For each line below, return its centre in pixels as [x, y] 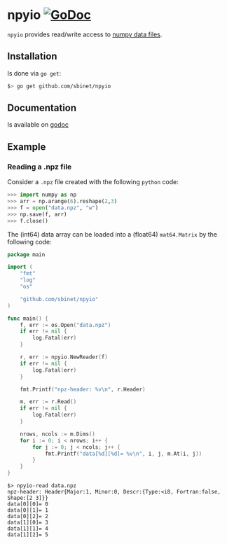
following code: [29, 242]
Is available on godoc [38, 125]
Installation [32, 56]
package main [26, 254]
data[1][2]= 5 [28, 535]
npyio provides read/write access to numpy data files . [85, 34]
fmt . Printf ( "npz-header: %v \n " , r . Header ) [83, 389]
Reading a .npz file [40, 167]
